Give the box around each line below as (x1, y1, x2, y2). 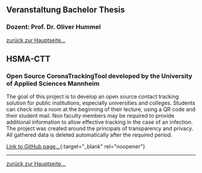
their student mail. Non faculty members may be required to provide (6, 112, 174, 120)
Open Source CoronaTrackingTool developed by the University (6, 72, 192, 80)
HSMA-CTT (6, 54, 51, 64)
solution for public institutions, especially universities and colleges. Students (6, 99, 195, 107)
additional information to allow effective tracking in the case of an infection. (6, 118, 194, 126)
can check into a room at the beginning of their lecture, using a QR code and (6, 106, 196, 113)
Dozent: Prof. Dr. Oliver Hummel (6, 23, 101, 31)
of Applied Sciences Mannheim (6, 79, 100, 88)
